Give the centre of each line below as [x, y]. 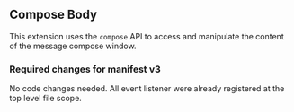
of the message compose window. [73, 46]
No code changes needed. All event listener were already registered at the [147, 89]
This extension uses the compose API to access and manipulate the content [147, 36]
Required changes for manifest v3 [85, 69]
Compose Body [53, 15]
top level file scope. [46, 99]
